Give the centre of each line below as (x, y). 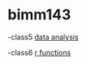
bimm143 (39, 15)
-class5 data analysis (43, 37)
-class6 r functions (39, 52)
